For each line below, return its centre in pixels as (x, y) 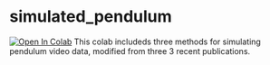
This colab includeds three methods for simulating (167, 42)
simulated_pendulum (91, 17)
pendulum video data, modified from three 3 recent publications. (130, 51)
